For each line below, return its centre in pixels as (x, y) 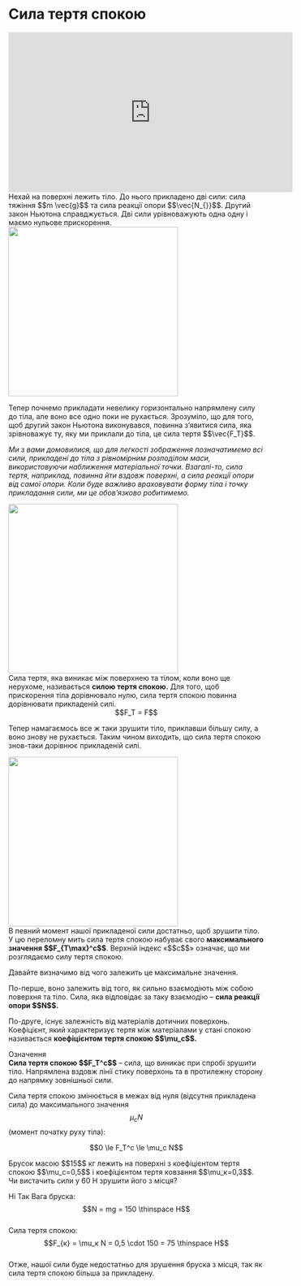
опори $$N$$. (34, 1005)
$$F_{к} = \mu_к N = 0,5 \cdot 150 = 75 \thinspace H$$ (136, 1243)
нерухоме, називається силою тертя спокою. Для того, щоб (114, 686)
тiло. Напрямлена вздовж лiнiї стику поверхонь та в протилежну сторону (136, 1071)
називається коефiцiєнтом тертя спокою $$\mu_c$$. (103, 1038)
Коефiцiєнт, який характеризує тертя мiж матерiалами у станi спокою (130, 1029)
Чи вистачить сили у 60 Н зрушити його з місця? (93, 1180)
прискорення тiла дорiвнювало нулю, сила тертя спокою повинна (123, 695)
